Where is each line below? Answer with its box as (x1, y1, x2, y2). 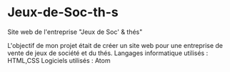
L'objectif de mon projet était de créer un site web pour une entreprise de (7, 41, 224, 49)
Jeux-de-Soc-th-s (7, 4, 119, 20)
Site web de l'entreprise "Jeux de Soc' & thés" (7, 28, 143, 36)
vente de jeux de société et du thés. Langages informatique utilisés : (7, 49, 209, 57)
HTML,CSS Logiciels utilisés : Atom (7, 56, 111, 64)
